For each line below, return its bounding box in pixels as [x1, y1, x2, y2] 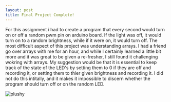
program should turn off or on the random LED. [5, 80, 105, 87]
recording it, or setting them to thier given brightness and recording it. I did [5, 70, 163, 76]
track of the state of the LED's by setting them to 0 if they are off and [5, 65, 151, 71]
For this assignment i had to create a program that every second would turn [5, 26, 165, 32]
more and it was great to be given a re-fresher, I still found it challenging [5, 53, 158, 59]
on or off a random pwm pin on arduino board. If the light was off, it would [5, 32, 162, 38]
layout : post [5, 7, 33, 13]
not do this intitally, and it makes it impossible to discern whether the [5, 75, 150, 81]
